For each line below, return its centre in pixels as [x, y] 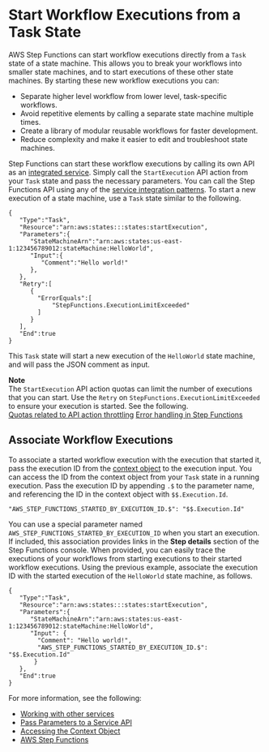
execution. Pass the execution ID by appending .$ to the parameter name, [132, 485]
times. [30, 122]
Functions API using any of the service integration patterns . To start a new [132, 189]
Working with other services [67, 713]
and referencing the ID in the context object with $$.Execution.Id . [118, 494]
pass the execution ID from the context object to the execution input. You [130, 468]
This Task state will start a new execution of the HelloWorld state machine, [132, 355]
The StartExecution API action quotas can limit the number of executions [130, 389]
